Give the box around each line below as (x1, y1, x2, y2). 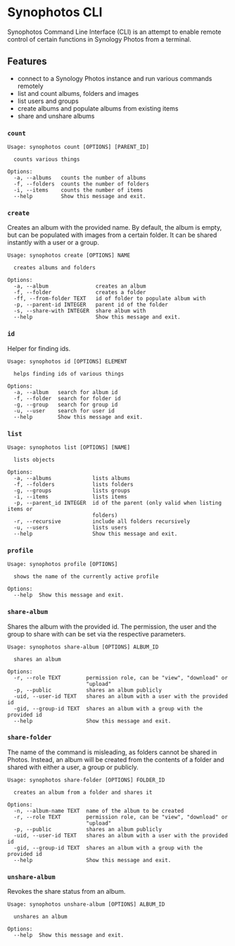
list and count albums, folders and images (17, 89, 139, 97)
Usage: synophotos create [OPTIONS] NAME (7, 252, 131, 259)
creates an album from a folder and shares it (13, 789, 153, 796)
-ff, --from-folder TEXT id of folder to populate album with (13, 295, 206, 302)
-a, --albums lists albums (13, 474, 131, 481)
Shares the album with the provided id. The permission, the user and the (7, 622, 217, 631)
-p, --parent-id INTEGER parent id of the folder (13, 301, 169, 309)
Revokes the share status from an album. (7, 887, 126, 896)
